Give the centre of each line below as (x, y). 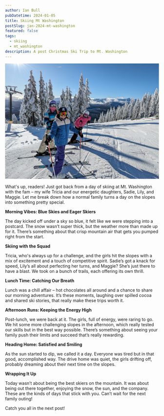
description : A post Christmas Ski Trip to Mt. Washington (66, 51)
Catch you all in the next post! (35, 408)
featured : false (21, 31)
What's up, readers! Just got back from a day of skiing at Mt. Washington (79, 187)
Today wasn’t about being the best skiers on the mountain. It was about (77, 383)
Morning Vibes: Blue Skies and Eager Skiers (51, 211)
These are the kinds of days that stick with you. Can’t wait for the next (75, 394)
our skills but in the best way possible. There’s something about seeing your (81, 330)
